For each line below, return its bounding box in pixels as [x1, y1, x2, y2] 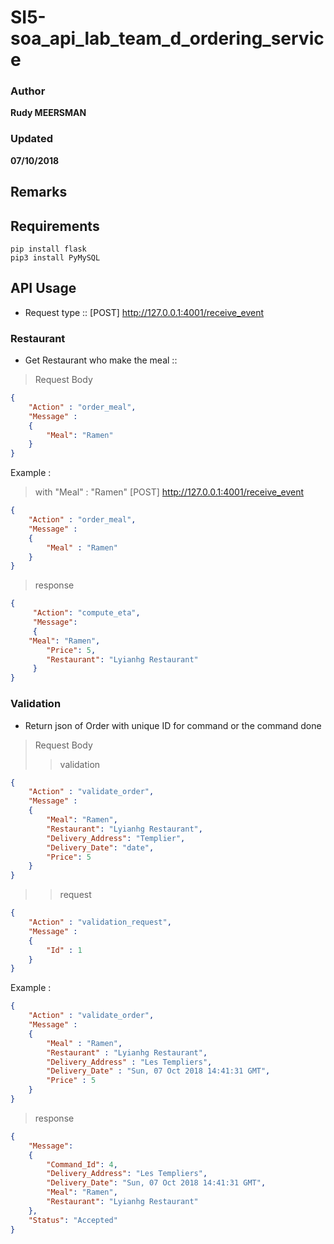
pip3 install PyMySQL [10, 252, 101, 263]
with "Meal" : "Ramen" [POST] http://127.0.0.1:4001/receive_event [34, 486, 305, 498]
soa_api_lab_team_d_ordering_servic [10, 27, 325, 50]
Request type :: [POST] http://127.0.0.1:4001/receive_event [24, 306, 265, 318]
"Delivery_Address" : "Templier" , [46, 833, 186, 843]
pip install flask [10, 244, 87, 254]
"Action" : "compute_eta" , [32, 608, 141, 618]
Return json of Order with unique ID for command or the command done [24, 719, 322, 731]
